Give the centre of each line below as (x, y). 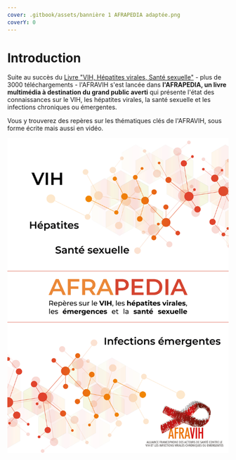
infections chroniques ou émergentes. (62, 107)
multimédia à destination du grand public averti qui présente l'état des (111, 92)
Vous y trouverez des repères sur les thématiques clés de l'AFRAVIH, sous (115, 121)
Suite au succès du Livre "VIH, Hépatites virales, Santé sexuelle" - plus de (114, 77)
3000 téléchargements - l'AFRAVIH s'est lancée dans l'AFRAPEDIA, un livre (117, 85)
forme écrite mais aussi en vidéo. (55, 128)
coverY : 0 (22, 22)
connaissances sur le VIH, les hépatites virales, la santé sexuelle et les (109, 100)
